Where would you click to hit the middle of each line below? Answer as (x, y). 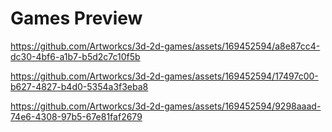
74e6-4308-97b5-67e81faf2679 (76, 116)
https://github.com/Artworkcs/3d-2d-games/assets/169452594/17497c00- (164, 76)
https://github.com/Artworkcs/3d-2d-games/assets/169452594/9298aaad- (166, 106)
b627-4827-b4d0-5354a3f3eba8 (79, 86)
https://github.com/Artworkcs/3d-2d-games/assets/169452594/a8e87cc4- (165, 46)
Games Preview (76, 18)
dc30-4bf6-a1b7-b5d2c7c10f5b (75, 56)
